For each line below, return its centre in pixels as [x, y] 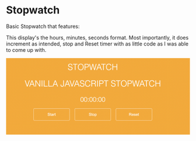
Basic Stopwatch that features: [43, 26]
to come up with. [26, 50]
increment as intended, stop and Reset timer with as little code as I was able [97, 44]
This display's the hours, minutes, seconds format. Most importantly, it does [97, 37]
